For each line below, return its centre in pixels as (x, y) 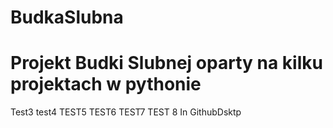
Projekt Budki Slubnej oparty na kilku (166, 63)
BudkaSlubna (67, 17)
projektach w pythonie (106, 84)
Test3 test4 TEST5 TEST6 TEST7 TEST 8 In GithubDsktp (126, 112)
